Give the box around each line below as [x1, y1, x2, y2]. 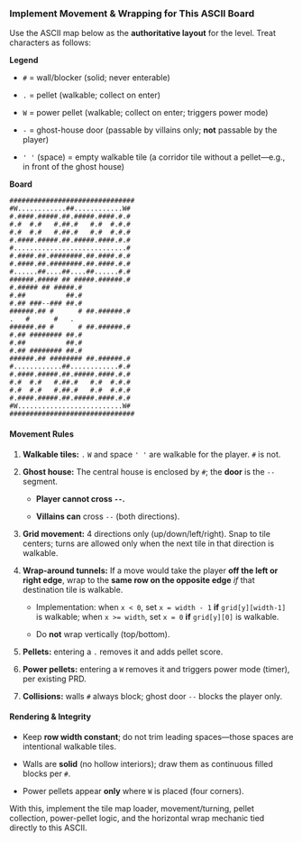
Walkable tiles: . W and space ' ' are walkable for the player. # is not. [22, 449, 281, 459]
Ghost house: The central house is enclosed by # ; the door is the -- [22, 466, 276, 477]
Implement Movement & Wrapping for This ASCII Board [9, 7, 255, 20]
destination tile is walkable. [22, 584, 124, 595]
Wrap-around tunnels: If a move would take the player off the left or [22, 565, 279, 576]
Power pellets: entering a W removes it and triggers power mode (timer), [22, 663, 290, 674]
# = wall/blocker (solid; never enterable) [22, 72, 171, 83]
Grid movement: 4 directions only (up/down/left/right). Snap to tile [22, 528, 270, 539]
